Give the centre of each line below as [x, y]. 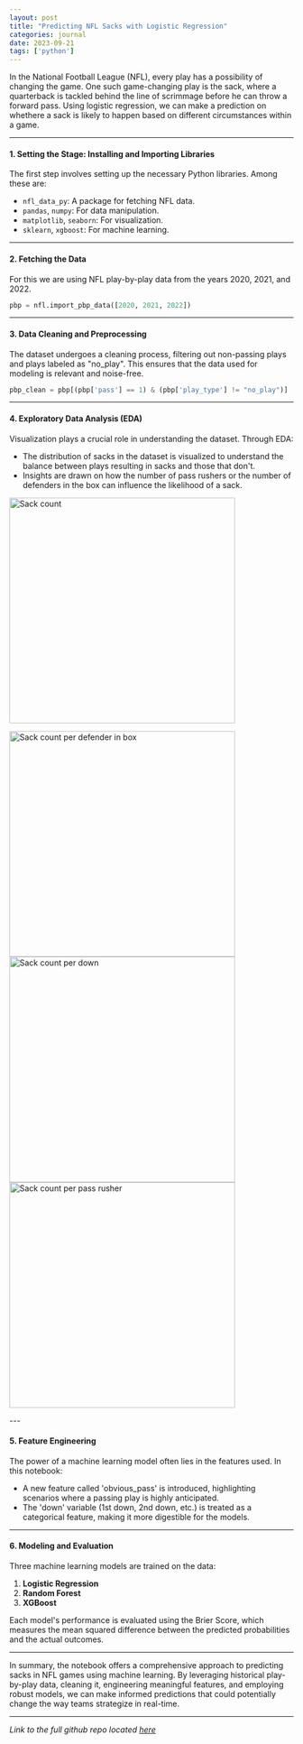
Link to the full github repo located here [83, 1730]
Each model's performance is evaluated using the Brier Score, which [137, 1620]
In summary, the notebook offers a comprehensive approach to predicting [147, 1666]
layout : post [34, 18]
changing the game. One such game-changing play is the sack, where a [143, 87]
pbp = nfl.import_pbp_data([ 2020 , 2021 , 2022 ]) [101, 305]
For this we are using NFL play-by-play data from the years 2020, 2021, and [150, 279]
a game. [24, 125]
